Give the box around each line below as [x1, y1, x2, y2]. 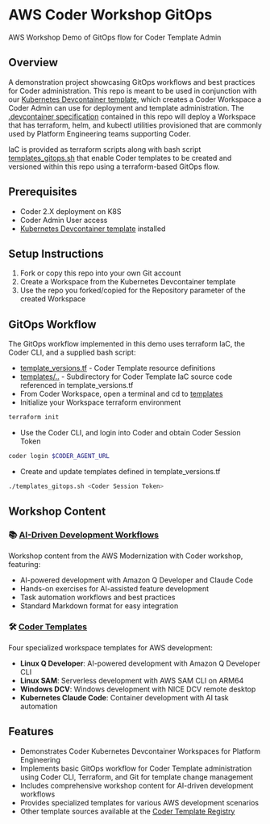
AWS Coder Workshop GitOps [8, 6, 213, 24]
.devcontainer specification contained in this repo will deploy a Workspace [8, 111, 256, 121]
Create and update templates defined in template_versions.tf [19, 466, 221, 476]
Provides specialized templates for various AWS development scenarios [19, 797, 260, 807]
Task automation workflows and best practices [19, 592, 176, 602]
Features [8, 725, 54, 738]
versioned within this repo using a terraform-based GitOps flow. [8, 162, 220, 171]
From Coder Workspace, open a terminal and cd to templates [19, 389, 223, 399]
